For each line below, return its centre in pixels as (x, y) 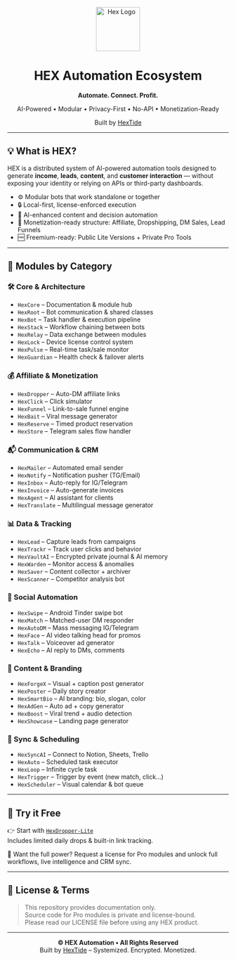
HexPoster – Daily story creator (62, 691)
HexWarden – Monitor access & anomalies (76, 564)
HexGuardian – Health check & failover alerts (80, 357)
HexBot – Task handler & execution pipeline (79, 319)
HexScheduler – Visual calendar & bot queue (80, 784)
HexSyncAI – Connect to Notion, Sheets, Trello (83, 755)
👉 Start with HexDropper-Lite (50, 831)
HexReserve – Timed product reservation (75, 424)
